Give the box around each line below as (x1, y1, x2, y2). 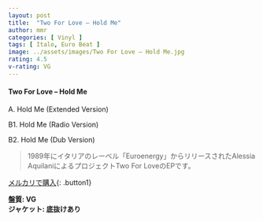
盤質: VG (8, 194, 37, 204)
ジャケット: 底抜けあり (8, 204, 81, 213)
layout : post (8, 11, 51, 20)
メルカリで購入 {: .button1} (8, 178, 92, 187)
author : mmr (8, 26, 47, 34)
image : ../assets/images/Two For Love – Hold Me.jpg (8, 48, 185, 56)
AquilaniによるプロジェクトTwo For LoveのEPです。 (27, 160, 195, 170)
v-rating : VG (8, 63, 51, 71)
